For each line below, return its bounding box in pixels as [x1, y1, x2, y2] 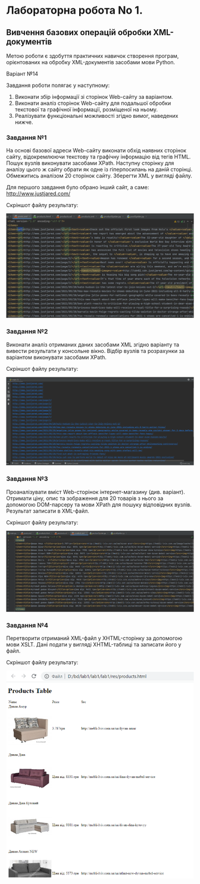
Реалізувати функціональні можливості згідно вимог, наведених [14, 113, 179, 119]
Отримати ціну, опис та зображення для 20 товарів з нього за [6, 495, 164, 502]
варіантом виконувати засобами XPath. [6, 354, 107, 361]
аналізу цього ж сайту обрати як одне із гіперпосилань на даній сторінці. [6, 166, 193, 173]
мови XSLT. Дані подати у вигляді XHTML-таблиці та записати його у [6, 641, 182, 648]
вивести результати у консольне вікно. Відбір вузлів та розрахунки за [6, 347, 185, 354]
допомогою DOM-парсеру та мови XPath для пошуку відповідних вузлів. [6, 501, 192, 508]
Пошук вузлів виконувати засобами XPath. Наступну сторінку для [6, 160, 174, 167]
